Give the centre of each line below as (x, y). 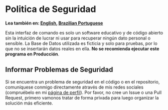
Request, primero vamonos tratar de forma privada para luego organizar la (82, 97)
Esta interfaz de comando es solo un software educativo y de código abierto (84, 32)
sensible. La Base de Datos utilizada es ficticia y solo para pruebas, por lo (81, 43)
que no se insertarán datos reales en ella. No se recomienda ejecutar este (82, 48)
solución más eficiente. (29, 103)
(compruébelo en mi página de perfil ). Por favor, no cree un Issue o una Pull (83, 92)
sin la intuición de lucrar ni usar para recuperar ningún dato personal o (78, 38)
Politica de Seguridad (51, 9)
